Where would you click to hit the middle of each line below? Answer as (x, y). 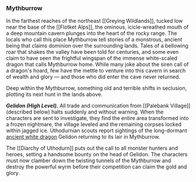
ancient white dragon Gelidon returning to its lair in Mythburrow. (83, 137)
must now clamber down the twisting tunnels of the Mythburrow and (89, 161)
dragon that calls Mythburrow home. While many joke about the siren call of (97, 64)
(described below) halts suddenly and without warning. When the (85, 112)
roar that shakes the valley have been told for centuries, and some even (92, 52)
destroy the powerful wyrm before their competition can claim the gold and (97, 167)
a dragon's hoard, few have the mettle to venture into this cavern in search (96, 71)
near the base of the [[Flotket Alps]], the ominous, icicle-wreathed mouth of (97, 27)
